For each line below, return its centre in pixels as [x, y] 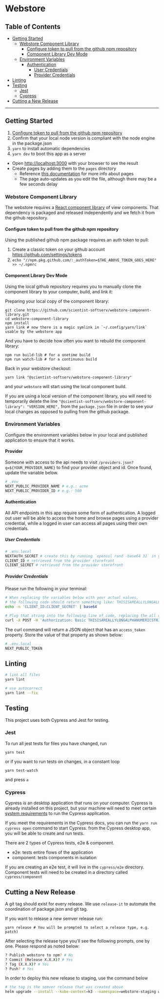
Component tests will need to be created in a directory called [66, 872]
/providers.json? [116, 463]
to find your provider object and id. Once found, [104, 468]
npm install [17, 323]
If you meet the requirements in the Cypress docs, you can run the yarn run [81, 823]
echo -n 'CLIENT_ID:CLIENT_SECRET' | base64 [51, 607]
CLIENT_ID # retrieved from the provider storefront [60, 561]
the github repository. [27, 218]
